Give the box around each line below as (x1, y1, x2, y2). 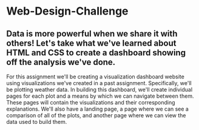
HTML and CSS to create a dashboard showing (6, 47, 186, 58)
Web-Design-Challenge (6, 4, 129, 18)
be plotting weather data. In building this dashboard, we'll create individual (6, 86, 193, 93)
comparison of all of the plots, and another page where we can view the (6, 112, 186, 119)
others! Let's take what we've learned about (6, 38, 177, 48)
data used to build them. (6, 118, 67, 125)
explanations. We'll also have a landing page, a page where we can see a (6, 105, 189, 112)
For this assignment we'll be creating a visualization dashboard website (6, 73, 185, 80)
